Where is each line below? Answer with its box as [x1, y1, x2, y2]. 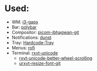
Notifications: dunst [11, 35, 52, 40]
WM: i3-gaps [11, 19, 39, 25]
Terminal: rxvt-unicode [11, 50, 58, 56]
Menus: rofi [11, 45, 35, 51]
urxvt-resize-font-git [19, 60, 61, 66]
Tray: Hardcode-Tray [11, 39, 54, 45]
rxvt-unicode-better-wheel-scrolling [19, 55, 93, 61]
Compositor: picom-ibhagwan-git [11, 29, 79, 35]
